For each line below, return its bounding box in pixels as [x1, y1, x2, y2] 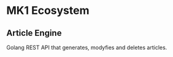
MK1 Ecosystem [6, 4, 90, 18]
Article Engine [6, 28, 62, 38]
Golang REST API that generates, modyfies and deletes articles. [6, 44, 167, 51]
